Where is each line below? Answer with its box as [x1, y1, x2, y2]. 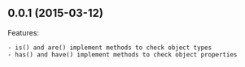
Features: [7, 27, 40, 37]
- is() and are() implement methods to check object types [7, 44, 212, 52]
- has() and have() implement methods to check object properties [7, 50, 238, 59]
